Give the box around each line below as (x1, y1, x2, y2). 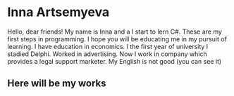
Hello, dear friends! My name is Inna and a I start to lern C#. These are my (7, 27, 222, 36)
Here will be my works (7, 78, 107, 90)
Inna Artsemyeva (7, 4, 110, 20)
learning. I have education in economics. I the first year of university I (7, 42, 209, 50)
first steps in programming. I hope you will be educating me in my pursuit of (7, 34, 228, 43)
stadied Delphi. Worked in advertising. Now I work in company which (7, 50, 207, 58)
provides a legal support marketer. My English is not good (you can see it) (7, 57, 222, 65)
